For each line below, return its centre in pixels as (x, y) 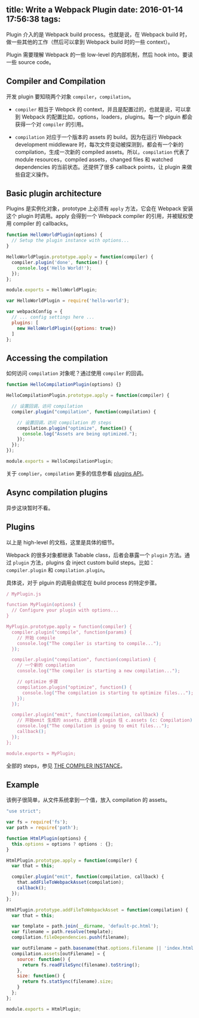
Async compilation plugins (57, 493)
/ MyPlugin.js (24, 594)
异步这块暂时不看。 (30, 508)
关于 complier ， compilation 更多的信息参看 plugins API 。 (77, 473)
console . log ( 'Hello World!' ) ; (55, 268)
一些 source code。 (30, 62)
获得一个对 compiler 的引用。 (50, 124)
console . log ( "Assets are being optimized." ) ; (79, 434)
